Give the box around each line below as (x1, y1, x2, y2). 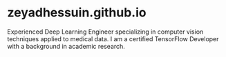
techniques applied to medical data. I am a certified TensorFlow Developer (7, 34, 219, 43)
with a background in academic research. (7, 42, 126, 50)
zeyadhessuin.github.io (7, 5, 147, 21)
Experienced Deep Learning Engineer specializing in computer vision (7, 27, 204, 36)
